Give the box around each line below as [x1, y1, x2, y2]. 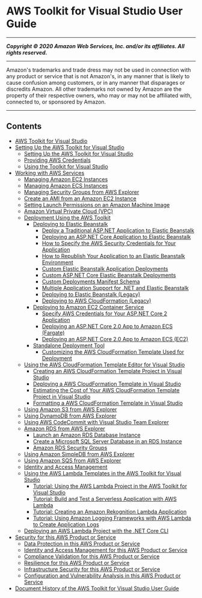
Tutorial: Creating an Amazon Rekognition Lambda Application [32, 508, 187, 515]
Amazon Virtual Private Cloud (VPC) [23, 208, 113, 215]
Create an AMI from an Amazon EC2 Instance [23, 194, 136, 202]
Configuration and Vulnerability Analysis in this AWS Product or [23, 572, 181, 579]
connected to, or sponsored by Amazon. [6, 98, 106, 105]
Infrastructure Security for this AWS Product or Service [23, 566, 161, 573]
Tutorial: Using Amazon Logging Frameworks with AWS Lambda [32, 514, 191, 522]
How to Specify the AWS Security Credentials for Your [41, 239, 176, 247]
